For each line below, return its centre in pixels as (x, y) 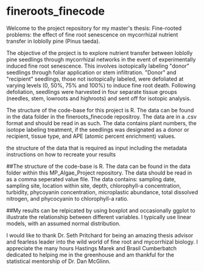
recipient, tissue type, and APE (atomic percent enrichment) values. (91, 136)
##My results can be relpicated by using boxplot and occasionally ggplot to (101, 210)
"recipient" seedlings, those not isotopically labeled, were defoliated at (95, 79)
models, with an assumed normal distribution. (63, 223)
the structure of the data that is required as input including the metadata (97, 148)
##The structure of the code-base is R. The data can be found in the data (98, 166)
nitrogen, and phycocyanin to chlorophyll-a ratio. (68, 198)
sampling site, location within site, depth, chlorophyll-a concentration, (94, 186)
